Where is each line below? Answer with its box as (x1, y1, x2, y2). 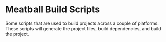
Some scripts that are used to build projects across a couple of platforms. (5, 20, 159, 26)
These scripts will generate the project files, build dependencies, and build (5, 25, 161, 31)
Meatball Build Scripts (5, 4, 101, 15)
